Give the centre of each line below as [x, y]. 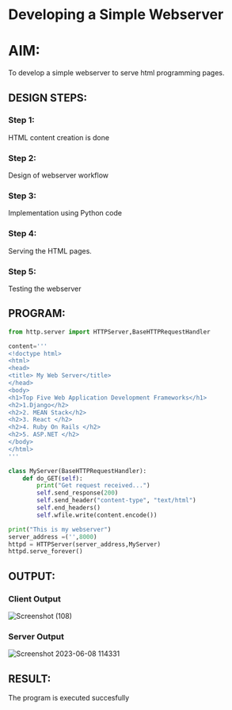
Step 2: [23, 158]
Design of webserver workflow [59, 175]
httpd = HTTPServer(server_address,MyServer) [84, 544]
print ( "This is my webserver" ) [60, 529]
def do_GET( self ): [53, 478]
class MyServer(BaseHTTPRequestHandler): [78, 471]
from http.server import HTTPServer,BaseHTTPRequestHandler [110, 332]
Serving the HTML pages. [50, 250]
